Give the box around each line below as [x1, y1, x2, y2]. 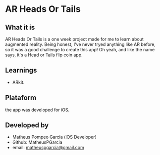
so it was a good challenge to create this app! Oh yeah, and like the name [5, 47, 155, 52]
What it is [5, 23, 35, 32]
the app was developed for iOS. [5, 107, 70, 113]
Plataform [5, 94, 37, 102]
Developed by [5, 121, 49, 129]
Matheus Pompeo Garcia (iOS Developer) [12, 134, 97, 140]
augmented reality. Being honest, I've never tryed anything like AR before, [5, 41, 156, 47]
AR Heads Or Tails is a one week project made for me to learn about [5, 36, 144, 42]
